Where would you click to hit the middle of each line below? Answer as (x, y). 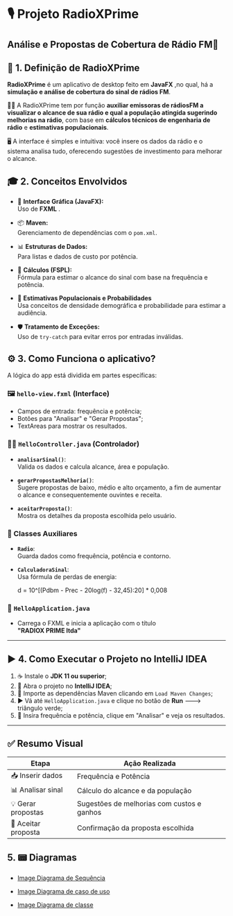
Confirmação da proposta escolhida (136, 828)
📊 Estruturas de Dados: (52, 247)
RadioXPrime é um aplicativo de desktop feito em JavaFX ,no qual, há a (110, 85)
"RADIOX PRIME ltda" (49, 631)
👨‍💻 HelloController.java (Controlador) (74, 444)
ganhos (89, 812)
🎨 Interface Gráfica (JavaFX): (60, 202)
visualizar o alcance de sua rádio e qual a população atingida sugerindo (112, 113)
